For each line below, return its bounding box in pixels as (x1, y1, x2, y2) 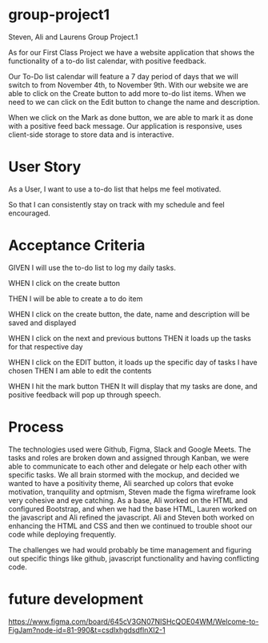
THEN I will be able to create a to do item (8, 294, 143, 303)
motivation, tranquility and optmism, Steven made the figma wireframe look (8, 487, 256, 496)
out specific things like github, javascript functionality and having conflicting (8, 553, 260, 563)
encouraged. (8, 208, 50, 218)
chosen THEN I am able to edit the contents (8, 366, 152, 376)
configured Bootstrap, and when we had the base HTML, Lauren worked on (8, 504, 258, 513)
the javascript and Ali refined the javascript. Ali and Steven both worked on (8, 512, 254, 522)
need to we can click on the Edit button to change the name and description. (8, 97, 260, 106)
